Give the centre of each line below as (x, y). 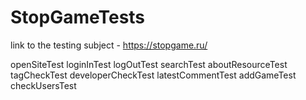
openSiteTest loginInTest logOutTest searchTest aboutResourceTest (149, 64)
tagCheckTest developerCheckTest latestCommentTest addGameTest (153, 75)
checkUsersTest (43, 85)
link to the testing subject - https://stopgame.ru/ (109, 45)
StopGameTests (78, 17)
